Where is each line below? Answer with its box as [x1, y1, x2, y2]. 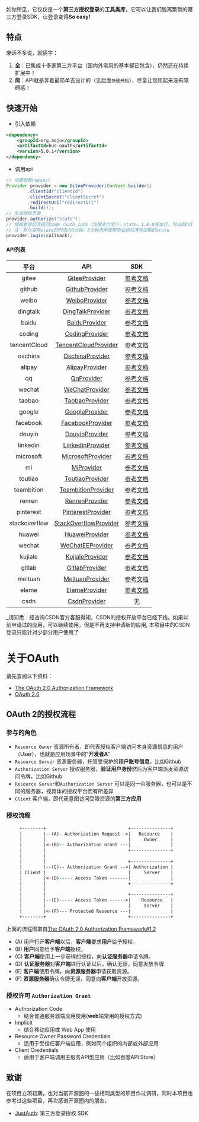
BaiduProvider [67, 318, 107, 326]
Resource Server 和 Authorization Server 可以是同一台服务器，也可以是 [14, 780, 188, 787]
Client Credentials [14, 1046, 59, 1054]
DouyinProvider [65, 430, 108, 438]
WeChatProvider [63, 385, 110, 393]
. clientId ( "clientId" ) [27, 188, 84, 194]
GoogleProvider [65, 407, 108, 415]
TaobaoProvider [64, 396, 110, 405]
